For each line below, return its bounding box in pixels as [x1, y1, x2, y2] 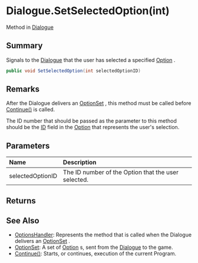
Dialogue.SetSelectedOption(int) [6, 4, 170, 18]
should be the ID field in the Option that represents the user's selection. [6, 124, 180, 131]
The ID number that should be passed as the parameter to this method [6, 117, 177, 124]
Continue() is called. [6, 106, 55, 113]
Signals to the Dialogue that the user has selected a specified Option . [6, 56, 176, 63]
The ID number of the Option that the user [62, 168, 179, 176]
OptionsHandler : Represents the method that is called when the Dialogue [14, 231, 192, 238]
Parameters [6, 140, 50, 151]
